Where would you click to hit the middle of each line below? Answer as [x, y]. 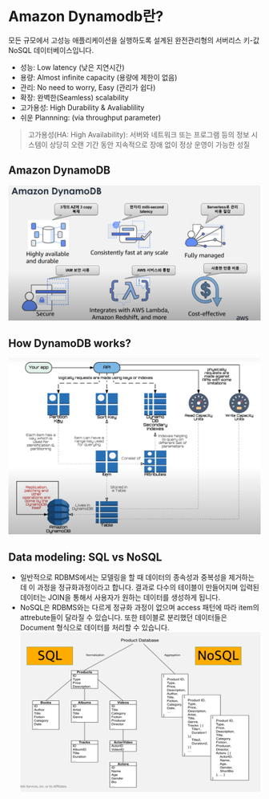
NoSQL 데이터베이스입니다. [51, 50]
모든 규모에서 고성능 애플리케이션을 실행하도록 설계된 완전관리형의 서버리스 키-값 [134, 40]
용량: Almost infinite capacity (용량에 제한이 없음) [98, 77]
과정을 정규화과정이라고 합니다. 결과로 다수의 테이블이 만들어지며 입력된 [149, 588]
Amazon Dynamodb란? [86, 16]
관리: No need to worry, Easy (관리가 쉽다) [88, 87]
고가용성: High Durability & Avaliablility [82, 107]
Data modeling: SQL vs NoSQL [85, 557]
